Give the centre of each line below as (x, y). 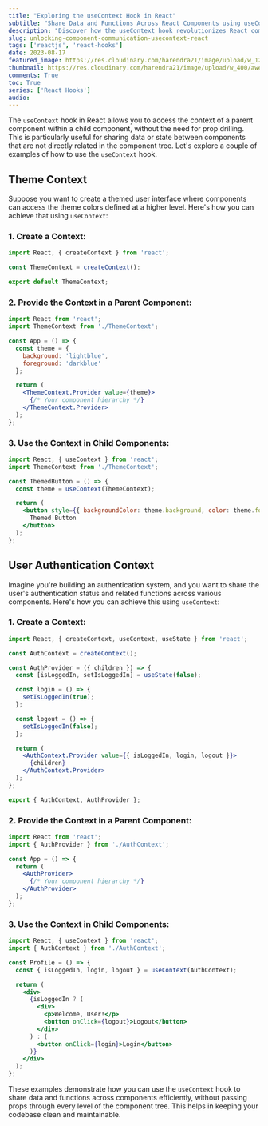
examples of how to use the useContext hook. (83, 154)
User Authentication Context (81, 565)
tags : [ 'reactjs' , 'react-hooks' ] (66, 46)
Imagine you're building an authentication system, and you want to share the (134, 584)
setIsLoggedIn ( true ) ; (58, 697)
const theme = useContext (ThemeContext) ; (85, 489)
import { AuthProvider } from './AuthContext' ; (89, 844)
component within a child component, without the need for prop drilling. (126, 129)
